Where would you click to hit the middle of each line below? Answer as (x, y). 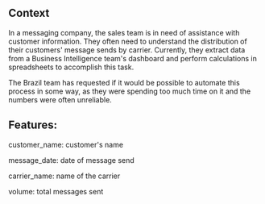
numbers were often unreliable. (60, 99)
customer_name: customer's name (66, 144)
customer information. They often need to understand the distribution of (128, 41)
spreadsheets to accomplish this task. (71, 67)
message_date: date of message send (71, 160)
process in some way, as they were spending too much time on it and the (130, 91)
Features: (33, 125)
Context (29, 13)
